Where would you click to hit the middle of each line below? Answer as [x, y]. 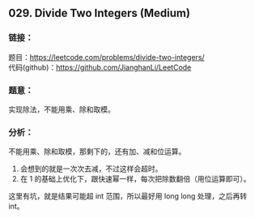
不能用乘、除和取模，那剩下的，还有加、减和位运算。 [97, 152]
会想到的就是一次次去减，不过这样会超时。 [91, 169]
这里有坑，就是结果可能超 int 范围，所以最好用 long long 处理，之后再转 [128, 196]
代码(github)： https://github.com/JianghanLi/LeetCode [100, 67]
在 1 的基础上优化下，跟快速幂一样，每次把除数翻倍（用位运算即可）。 [135, 179]
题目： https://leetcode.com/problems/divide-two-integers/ [106, 57]
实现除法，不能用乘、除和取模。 [62, 109]
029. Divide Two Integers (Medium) [99, 13]
